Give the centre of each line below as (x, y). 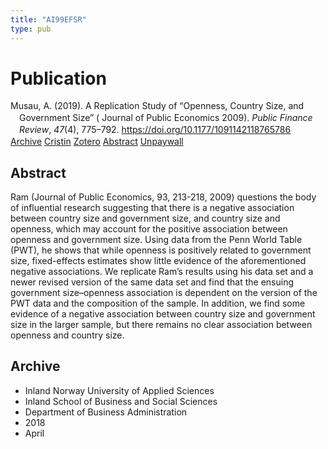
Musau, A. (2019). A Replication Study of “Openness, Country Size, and (157, 106)
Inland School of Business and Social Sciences (121, 401)
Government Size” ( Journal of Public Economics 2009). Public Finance (166, 118)
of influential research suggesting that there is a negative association (152, 207)
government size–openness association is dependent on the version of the (164, 292)
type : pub (31, 29)
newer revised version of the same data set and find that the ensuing (152, 282)
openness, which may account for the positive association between (149, 228)
